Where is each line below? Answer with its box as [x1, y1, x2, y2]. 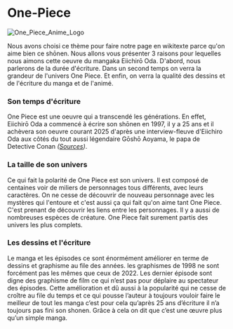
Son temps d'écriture [7, 96, 81, 106]
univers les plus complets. [7, 220, 83, 229]
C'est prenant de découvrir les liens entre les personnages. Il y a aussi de [7, 206, 220, 214]
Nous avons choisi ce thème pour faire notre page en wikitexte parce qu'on [7, 41, 225, 50]
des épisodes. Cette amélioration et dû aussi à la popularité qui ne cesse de [7, 283, 227, 292]
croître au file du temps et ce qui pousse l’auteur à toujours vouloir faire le [7, 291, 220, 300]
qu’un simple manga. [7, 314, 68, 322]
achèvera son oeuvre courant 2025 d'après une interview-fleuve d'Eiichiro [7, 128, 223, 136]
